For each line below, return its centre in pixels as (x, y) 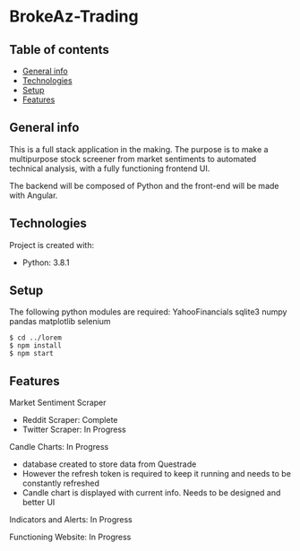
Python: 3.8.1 (46, 263)
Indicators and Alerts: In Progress (71, 520)
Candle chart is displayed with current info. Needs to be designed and (151, 493)
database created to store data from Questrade (109, 464)
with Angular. (34, 195)
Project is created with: (52, 245)
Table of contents (59, 50)
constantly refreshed (61, 483)
